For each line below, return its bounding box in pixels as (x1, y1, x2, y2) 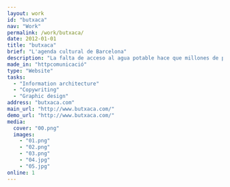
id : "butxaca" (7, 16, 48, 23)
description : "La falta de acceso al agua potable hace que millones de (7, 55, 219, 62)
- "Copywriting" (13, 86, 60, 93)
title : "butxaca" (7, 42, 57, 49)
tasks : (7, 73, 26, 81)
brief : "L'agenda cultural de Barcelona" (7, 49, 127, 55)
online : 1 (7, 169, 36, 176)
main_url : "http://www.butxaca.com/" (7, 105, 115, 112)
